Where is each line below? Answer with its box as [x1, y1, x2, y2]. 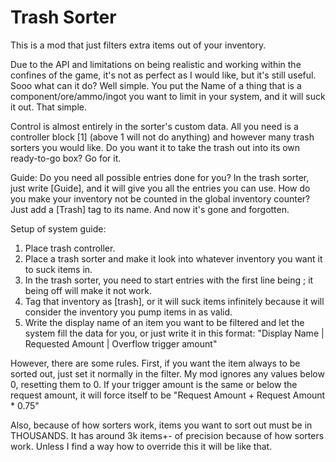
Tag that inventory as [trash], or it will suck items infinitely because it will [24, 295, 325, 307]
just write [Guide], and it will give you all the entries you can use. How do [10, 182, 311, 194]
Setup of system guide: [10, 222, 107, 235]
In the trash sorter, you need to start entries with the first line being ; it [24, 274, 314, 286]
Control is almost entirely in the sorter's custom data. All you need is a [10, 120, 299, 132]
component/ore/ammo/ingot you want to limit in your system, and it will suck [10, 90, 326, 102]
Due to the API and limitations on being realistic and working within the [10, 58, 302, 70]
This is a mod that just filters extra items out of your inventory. [10, 39, 267, 51]
